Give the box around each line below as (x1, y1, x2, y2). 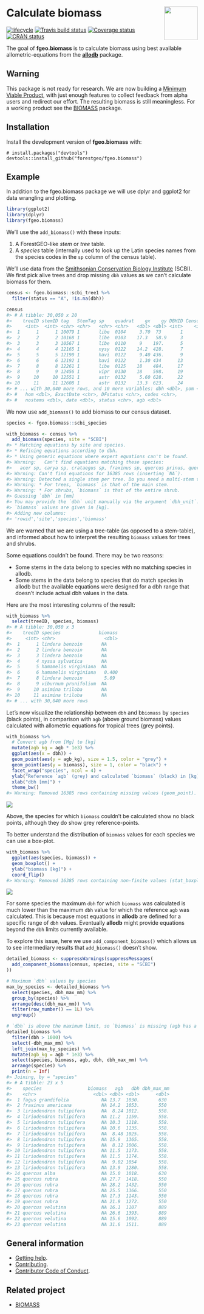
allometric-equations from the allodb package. (6, 51, 123, 58)
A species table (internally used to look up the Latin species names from (15, 247, 196, 254)
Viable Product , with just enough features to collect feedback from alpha (6, 91, 188, 99)
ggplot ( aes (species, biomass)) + (12, 855, 97, 861)
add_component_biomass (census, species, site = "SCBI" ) (12, 961, 156, 968)
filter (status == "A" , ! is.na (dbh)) (12, 295, 104, 302)
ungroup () (12, 1012, 36, 1019)
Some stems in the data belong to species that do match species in (15, 576, 183, 584)
